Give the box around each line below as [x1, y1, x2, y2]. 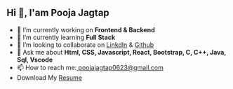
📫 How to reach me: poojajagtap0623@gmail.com [16, 63, 164, 71]
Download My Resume [16, 73, 82, 81]
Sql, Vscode [16, 55, 53, 64]
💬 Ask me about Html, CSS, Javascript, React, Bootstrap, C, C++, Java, [16, 48, 226, 56]
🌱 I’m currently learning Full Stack [16, 33, 116, 41]
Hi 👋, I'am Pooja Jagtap [6, 7, 109, 19]
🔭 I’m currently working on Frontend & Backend [16, 25, 155, 34]
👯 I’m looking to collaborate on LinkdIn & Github [16, 40, 154, 49]
